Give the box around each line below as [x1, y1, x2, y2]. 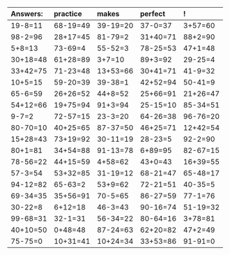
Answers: [10, 9, 43, 18]
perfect [140, 9, 166, 18]
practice [54, 9, 82, 18]
